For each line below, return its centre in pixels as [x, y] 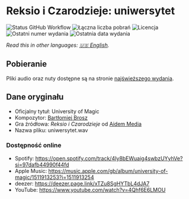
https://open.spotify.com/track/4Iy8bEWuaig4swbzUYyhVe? [109, 158]
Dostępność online [34, 145]
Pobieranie [27, 64]
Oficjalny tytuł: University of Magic [57, 111]
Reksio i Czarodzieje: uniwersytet [91, 11]
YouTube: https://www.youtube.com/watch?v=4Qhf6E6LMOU [90, 190]
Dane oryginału [35, 97]
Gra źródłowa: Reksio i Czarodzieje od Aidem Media [78, 124]
